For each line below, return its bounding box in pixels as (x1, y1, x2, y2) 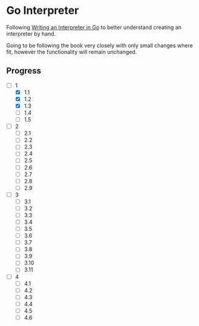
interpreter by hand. (6, 30, 56, 37)
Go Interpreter (6, 4, 79, 18)
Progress (6, 66, 41, 76)
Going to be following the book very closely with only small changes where (6, 42, 194, 49)
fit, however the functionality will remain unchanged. (6, 48, 137, 55)
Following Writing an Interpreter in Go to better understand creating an (6, 24, 181, 31)
